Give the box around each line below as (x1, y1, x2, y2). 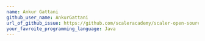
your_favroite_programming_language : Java (6, 25, 116, 32)
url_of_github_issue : (6, 20, 62, 26)
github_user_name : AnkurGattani (6, 14, 88, 20)
